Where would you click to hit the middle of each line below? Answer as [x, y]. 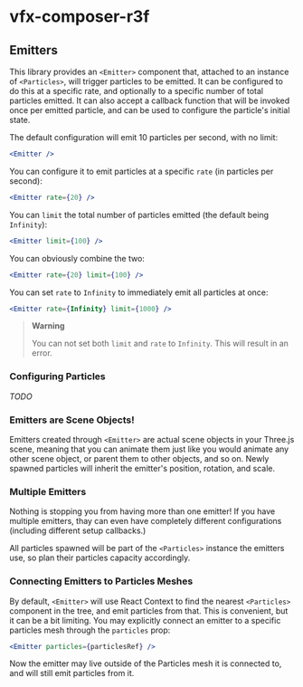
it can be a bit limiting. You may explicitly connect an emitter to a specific [145, 620]
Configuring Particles [57, 377]
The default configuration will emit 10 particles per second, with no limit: [144, 137]
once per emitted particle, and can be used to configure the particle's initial [150, 110]
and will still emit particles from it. [72, 673]
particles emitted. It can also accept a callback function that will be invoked [150, 100]
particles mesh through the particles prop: [90, 630]
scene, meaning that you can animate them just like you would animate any [149, 449]
